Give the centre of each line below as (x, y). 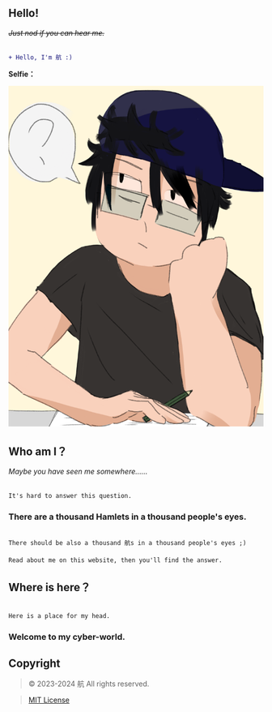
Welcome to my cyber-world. (67, 637)
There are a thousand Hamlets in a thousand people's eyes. (127, 517)
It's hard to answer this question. (70, 496)
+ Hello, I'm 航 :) (40, 57)
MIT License (49, 700)
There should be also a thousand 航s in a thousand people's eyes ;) (127, 543)
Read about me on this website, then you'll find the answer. (115, 560)
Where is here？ (50, 588)
